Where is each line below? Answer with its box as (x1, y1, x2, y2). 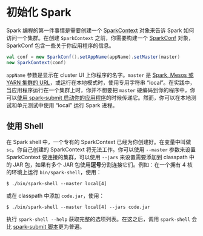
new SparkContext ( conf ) (6, 59, 67, 65)
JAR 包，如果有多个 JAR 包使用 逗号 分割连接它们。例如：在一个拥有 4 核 (13, 161, 193, 168)
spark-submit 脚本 (13, 223, 59, 230)
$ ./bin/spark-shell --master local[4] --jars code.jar (6, 204, 150, 210)
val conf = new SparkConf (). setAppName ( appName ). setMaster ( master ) (6, 54, 181, 60)
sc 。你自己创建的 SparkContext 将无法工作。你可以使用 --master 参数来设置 (6, 146, 196, 153)
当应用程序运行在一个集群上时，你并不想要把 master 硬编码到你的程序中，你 (6, 86, 196, 94)
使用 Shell (6, 121, 44, 131)
